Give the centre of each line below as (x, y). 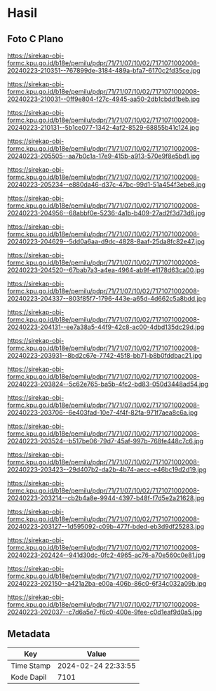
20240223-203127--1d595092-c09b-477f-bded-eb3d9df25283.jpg (106, 526)
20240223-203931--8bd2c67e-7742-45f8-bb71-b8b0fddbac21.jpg (104, 355)
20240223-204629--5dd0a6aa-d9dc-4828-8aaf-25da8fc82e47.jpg (106, 241)
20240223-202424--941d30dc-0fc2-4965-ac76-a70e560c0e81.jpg (106, 555)
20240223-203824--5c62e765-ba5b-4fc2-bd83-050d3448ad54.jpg (108, 384)
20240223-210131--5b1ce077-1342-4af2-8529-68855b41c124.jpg (103, 127)
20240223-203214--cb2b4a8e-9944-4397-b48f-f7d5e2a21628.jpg (106, 498)
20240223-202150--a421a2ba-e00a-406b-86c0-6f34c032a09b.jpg (107, 583)
